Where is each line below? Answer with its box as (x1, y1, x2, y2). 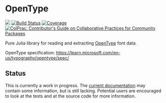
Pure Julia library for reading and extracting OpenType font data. (5, 40, 137, 46)
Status (5, 69, 26, 78)
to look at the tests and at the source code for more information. (5, 93, 136, 99)
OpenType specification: (5, 50, 55, 55)
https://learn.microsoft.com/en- (56, 50, 120, 55)
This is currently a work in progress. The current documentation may (5, 82, 146, 88)
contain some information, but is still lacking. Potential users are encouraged (5, 88, 162, 94)
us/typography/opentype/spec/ (5, 55, 69, 61)
